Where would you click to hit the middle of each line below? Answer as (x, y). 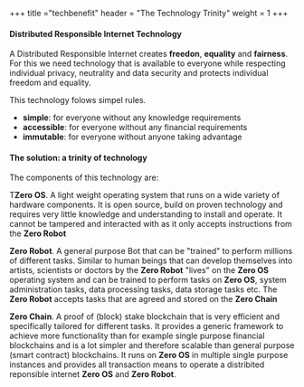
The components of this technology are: (84, 178)
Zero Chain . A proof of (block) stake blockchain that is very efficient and (145, 316)
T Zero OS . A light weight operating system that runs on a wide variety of (145, 195)
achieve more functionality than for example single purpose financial (137, 336)
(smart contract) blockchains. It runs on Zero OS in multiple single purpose (149, 355)
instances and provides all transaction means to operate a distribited (137, 364)
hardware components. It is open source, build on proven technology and (146, 205)
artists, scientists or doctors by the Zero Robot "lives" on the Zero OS (139, 270)
